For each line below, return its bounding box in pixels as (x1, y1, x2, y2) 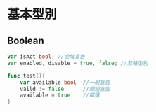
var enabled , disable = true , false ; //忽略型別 (7, 59, 148, 66)
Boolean (7, 34, 44, 46)
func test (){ (7, 72, 46, 79)
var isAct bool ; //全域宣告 (7, 53, 86, 60)
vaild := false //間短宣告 (20, 85, 110, 92)
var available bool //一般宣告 (20, 78, 110, 86)
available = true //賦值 (20, 92, 100, 99)
